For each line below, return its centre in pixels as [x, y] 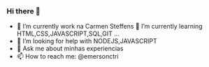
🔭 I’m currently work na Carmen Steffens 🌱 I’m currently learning [110, 27]
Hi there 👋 [24, 11]
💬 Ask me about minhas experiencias [70, 49]
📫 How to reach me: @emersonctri [68, 57]
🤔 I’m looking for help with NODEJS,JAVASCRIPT [87, 41]
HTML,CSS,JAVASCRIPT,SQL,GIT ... [68, 33]
